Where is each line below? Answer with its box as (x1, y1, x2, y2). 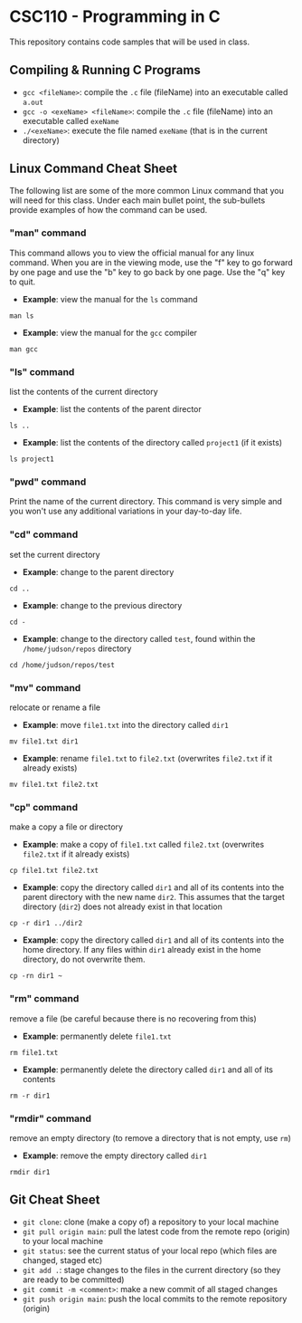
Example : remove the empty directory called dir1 (22, 1150, 208, 1161)
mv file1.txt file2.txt (9, 781, 99, 790)
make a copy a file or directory (9, 821, 124, 832)
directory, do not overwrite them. (22, 954, 146, 965)
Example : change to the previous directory (22, 599, 183, 610)
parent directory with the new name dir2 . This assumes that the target (22, 892, 285, 903)
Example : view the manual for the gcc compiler (22, 327, 197, 338)
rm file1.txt (9, 1048, 59, 1057)
